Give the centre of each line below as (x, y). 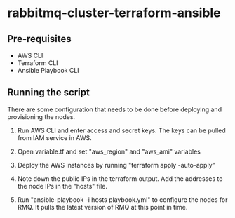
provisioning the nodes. (41, 116)
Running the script (48, 93)
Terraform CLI (38, 63)
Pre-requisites (39, 39)
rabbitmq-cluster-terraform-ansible (114, 13)
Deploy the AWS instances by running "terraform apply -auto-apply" (116, 165)
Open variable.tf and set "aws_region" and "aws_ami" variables (109, 151)
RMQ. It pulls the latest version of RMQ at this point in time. (102, 207)
